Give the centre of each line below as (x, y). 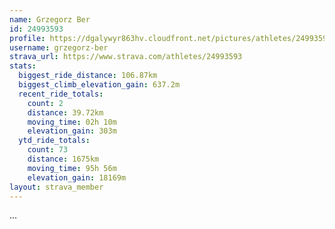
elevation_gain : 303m (72, 131)
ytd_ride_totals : (54, 141)
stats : (23, 66)
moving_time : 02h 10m (72, 122)
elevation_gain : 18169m (77, 177)
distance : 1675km (63, 159)
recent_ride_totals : (61, 94)
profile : (27, 38)
